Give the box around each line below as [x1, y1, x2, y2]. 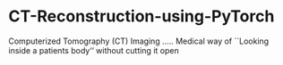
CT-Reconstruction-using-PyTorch [8, 6, 275, 27]
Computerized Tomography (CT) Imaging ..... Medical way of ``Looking [8, 36, 270, 46]
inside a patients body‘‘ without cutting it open [8, 45, 180, 55]
